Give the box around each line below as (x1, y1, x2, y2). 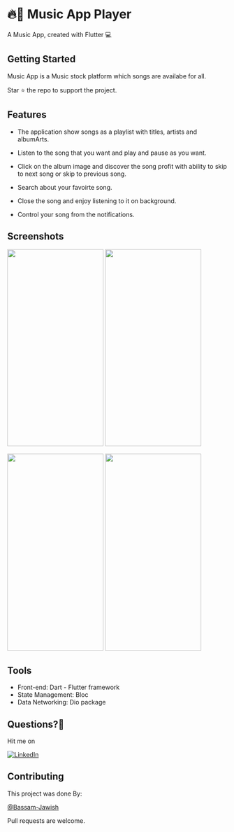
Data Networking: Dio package (17, 698, 106, 707)
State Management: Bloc (17, 691, 89, 699)
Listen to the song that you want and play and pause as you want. (17, 148, 207, 157)
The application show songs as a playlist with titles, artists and (17, 127, 198, 136)
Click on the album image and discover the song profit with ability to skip (17, 162, 227, 170)
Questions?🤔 (7, 718, 65, 730)
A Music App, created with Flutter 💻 (7, 30, 112, 39)
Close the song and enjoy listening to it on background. (17, 196, 177, 205)
